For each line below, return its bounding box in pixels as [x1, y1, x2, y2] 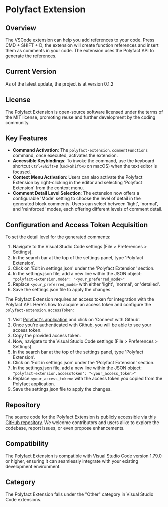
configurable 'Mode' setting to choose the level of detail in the [12, 195, 141, 202]
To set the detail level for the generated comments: [5, 234, 111, 240]
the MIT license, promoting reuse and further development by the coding [5, 114, 156, 120]
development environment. [5, 463, 61, 469]
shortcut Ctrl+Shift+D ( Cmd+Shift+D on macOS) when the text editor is [12, 163, 157, 170]
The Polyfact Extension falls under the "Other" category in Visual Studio [5, 491, 154, 497]
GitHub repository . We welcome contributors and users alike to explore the [5, 419, 159, 426]
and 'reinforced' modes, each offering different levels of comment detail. [12, 206, 163, 212]
